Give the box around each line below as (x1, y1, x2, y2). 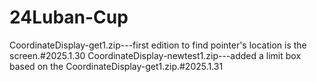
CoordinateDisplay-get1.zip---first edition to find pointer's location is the (9, 39, 307, 51)
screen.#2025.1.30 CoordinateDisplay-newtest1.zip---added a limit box (9, 49, 302, 61)
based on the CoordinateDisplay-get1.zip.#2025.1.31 (9, 60, 224, 72)
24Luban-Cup (9, 6, 129, 29)
